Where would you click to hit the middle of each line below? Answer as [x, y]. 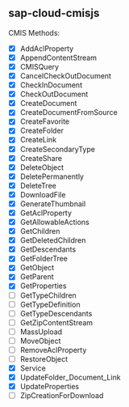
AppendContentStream [58, 57]
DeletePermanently [52, 176]
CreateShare [41, 158]
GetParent [37, 277]
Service [33, 368]
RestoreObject [44, 358]
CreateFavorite [45, 121]
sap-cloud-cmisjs [54, 13]
